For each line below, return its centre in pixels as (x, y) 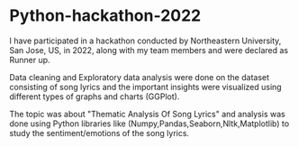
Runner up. (30, 60)
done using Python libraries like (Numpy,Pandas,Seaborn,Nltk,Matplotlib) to (149, 124)
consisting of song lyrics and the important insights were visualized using (145, 87)
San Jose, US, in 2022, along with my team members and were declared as (149, 50)
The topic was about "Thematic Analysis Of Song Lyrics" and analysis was (147, 114)
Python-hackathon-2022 (105, 16)
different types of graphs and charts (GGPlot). (95, 96)
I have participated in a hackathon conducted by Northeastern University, (145, 41)
